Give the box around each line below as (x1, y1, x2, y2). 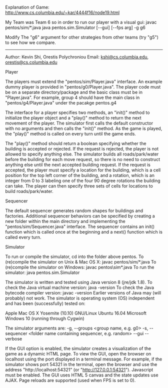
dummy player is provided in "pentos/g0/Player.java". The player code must (5, 84, 161, 89)
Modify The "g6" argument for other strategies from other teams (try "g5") (5, 34, 159, 40)
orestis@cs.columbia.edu (5, 59, 57, 65)
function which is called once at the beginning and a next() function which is (5, 229, 162, 234)
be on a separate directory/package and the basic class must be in (5, 89, 142, 95)
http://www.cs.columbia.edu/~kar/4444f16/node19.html (5, 9, 120, 15)
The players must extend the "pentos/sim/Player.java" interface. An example (5, 78, 162, 84)
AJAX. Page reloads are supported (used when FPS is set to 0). (5, 377, 136, 383)
